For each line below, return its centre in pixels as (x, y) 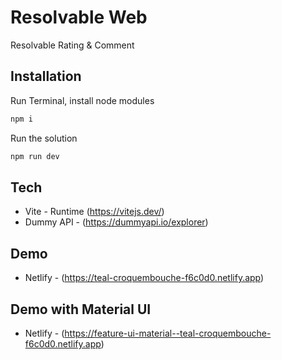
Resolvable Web (79, 17)
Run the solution (44, 138)
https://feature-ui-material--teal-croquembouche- (168, 333)
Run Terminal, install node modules (82, 100)
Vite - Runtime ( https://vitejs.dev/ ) (94, 212)
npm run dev (35, 156)
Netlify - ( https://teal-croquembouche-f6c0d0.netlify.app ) (144, 278)
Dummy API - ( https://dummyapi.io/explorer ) (116, 222)
